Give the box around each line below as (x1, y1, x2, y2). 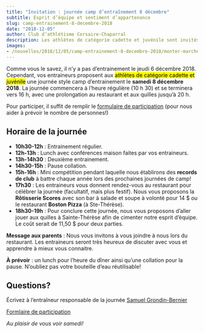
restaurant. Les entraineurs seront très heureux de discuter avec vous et (6, 238, 188, 246)
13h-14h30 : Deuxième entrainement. (15, 155, 109, 163)
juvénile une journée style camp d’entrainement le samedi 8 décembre (6, 78, 184, 85)
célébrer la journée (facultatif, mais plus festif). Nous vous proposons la (15, 187, 195, 195)
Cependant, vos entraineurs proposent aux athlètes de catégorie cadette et (6, 71, 195, 79)
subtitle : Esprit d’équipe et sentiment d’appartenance (6, 15, 151, 21)
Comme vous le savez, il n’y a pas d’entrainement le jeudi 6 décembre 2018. (6, 65, 196, 72)
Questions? (6, 280, 51, 291)
